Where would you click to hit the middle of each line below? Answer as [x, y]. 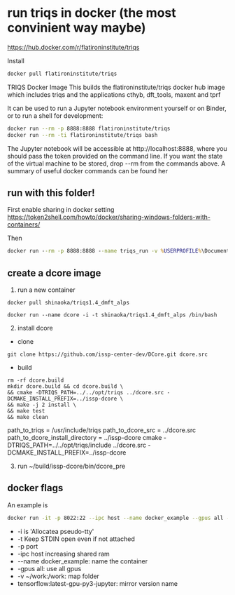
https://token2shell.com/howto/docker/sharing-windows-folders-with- [109, 217]
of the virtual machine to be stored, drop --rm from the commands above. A [116, 163]
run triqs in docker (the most [92, 13]
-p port [28, 546]
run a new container [46, 290]
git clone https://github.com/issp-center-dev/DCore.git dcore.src [108, 355]
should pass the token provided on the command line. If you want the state [115, 156]
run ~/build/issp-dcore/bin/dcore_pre [71, 466]
